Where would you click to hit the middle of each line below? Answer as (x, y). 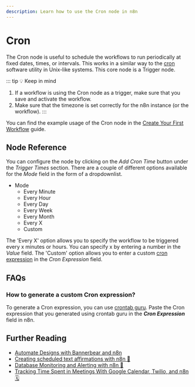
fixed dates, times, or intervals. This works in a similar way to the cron (90, 63)
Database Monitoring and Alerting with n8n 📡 (69, 365)
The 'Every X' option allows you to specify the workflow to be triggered (93, 241)
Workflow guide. (26, 129)
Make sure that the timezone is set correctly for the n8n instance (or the (102, 105)
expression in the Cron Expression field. (54, 259)
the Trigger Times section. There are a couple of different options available (97, 168)
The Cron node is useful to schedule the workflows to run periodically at (93, 57)
